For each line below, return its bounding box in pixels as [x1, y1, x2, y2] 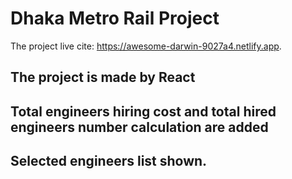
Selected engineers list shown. [10, 153, 208, 170]
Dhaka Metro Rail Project [10, 7, 220, 30]
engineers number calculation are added [10, 118, 269, 136]
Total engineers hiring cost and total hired [10, 103, 277, 120]
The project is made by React [10, 69, 196, 86]
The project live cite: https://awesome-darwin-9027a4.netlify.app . [10, 40, 282, 52]
